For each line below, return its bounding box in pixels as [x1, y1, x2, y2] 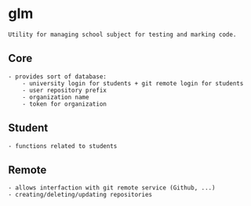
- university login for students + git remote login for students [22, 79, 244, 87]
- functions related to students [8, 142, 118, 150]
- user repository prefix [22, 86, 107, 94]
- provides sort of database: [8, 72, 107, 81]
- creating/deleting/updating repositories [8, 191, 153, 199]
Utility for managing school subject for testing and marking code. [8, 31, 237, 38]
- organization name [22, 93, 89, 101]
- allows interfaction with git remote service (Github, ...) [8, 184, 216, 192]
